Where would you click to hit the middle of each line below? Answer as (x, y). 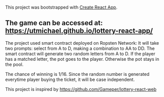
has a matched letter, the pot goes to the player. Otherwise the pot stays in (82, 59)
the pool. (14, 64)
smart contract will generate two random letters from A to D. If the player (80, 54)
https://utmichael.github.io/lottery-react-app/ (79, 31)
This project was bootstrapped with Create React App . (61, 7)
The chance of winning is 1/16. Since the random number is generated (77, 74)
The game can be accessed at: (54, 23)
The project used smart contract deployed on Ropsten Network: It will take (82, 43)
